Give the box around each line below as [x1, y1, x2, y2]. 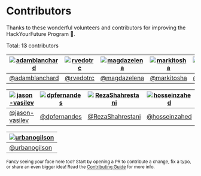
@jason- [9, 108, 35, 117]
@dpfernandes [39, 112, 82, 120]
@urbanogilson [9, 143, 53, 151]
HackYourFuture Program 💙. [6, 30, 76, 37]
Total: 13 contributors [6, 42, 59, 49]
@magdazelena [100, 74, 145, 82]
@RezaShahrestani [87, 112, 141, 120]
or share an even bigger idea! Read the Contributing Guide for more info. [6, 163, 156, 170]
